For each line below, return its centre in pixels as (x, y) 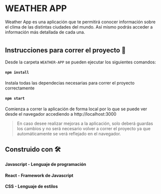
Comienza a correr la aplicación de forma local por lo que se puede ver (76, 109)
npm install (17, 73)
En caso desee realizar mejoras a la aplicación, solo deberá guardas (85, 123)
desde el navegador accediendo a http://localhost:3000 (61, 114)
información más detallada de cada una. (45, 32)
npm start (15, 99)
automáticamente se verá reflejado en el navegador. (69, 134)
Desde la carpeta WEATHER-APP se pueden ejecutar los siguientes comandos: (80, 62)
